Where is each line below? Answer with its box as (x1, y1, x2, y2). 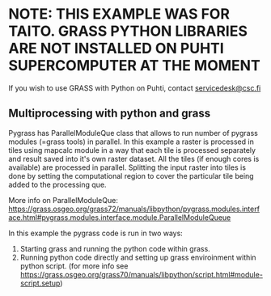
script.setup (19, 278, 61, 288)
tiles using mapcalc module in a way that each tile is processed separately (8, 145, 256, 154)
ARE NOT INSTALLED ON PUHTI (8, 40, 224, 57)
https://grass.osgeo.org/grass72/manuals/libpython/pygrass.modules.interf (8, 204, 260, 214)
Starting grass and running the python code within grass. (19, 243, 210, 253)
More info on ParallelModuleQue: (8, 195, 119, 205)
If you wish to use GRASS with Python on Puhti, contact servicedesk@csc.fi (8, 82, 261, 93)
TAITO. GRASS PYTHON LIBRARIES (8, 22, 248, 40)
